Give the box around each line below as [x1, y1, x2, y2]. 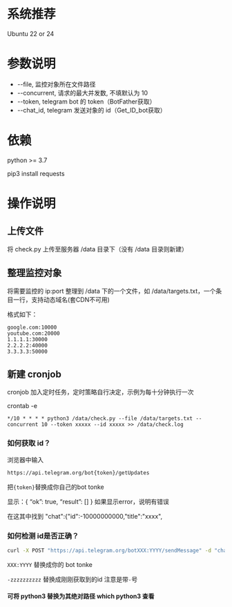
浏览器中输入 [7, 455, 43, 463]
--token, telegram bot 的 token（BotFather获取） [17, 97, 156, 106]
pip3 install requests [7, 169, 65, 177]
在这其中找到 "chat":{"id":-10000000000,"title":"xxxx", [7, 512, 163, 520]
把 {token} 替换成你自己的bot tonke [7, 483, 105, 491]
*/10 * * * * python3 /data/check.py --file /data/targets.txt [7, 415, 193, 422]
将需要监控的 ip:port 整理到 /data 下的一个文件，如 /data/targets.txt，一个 [7, 287, 216, 295]
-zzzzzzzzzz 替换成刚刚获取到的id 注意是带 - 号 [7, 575, 138, 584]
